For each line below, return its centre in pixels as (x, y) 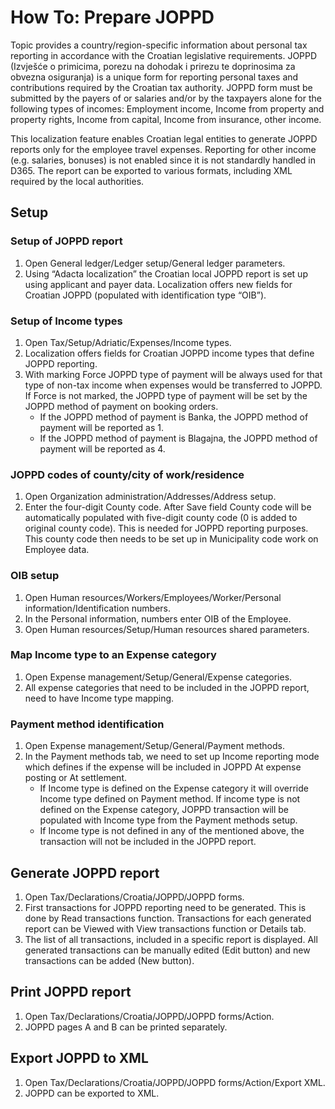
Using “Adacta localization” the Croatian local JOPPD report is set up (166, 273)
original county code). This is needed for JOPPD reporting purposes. (166, 528)
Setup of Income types (66, 321)
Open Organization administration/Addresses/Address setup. (150, 497)
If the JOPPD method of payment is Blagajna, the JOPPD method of (178, 438)
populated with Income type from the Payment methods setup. (168, 820)
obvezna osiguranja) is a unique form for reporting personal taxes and (154, 77)
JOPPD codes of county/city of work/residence (127, 474)
